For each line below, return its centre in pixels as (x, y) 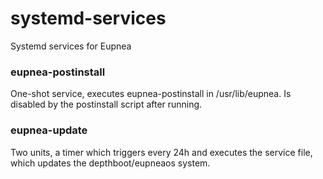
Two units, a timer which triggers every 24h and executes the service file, (161, 152)
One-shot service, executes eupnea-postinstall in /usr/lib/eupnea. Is (151, 94)
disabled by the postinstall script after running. (106, 104)
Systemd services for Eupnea (71, 46)
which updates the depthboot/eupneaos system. (110, 163)
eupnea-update (49, 130)
